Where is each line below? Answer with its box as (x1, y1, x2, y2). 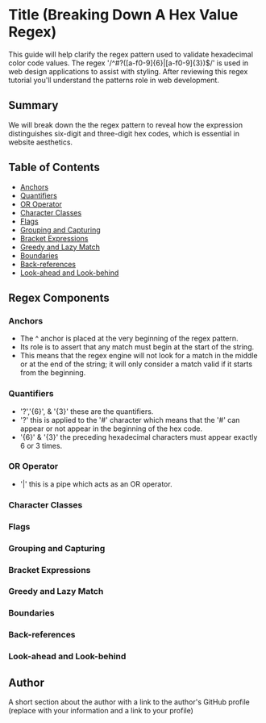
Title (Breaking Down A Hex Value (8, 6, 239, 24)
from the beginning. (19, 368, 86, 378)
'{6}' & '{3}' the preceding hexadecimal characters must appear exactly (19, 432, 258, 441)
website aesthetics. (8, 137, 73, 147)
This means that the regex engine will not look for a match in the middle (19, 351, 258, 361)
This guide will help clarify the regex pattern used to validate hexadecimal (8, 49, 254, 59)
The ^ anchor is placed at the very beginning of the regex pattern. (19, 333, 239, 344)
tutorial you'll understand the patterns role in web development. (8, 75, 220, 85)
